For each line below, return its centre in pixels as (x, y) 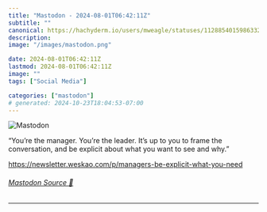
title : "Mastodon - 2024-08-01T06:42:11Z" (79, 15)
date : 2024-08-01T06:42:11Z (55, 59)
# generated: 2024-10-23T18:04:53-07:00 (76, 103)
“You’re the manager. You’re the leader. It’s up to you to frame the (115, 141)
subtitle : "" (30, 23)
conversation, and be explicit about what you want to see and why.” (119, 149)
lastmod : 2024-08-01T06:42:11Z (60, 67)
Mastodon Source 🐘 (41, 182)
